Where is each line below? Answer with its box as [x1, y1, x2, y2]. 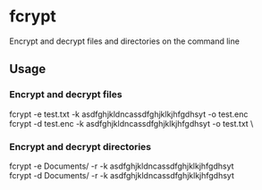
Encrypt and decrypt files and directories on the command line [9, 36, 240, 46]
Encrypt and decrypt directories [9, 140, 152, 153]
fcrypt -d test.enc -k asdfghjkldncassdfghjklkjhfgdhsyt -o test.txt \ [9, 118, 254, 128]
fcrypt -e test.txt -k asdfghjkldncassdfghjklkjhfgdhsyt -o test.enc [9, 109, 249, 120]
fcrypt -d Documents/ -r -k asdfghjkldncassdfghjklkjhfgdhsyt [9, 169, 234, 180]
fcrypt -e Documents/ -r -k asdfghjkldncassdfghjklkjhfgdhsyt [9, 161, 234, 171]
